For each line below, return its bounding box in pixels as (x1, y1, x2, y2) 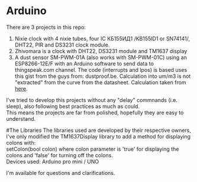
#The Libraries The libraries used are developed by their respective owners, (6, 127, 191, 134)
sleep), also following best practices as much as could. (6, 102, 140, 110)
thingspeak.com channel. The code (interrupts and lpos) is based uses (14, 66, 188, 73)
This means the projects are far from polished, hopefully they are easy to (6, 109, 184, 116)
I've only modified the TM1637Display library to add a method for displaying (6, 133, 191, 140)
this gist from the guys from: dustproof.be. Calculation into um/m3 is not (14, 72, 191, 80)
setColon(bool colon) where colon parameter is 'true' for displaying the (6, 145, 179, 153)
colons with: (6, 139, 36, 146)
